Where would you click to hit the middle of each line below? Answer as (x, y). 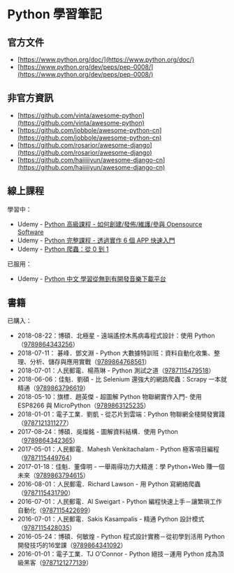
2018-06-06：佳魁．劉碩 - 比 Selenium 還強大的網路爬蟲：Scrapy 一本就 (122, 379)
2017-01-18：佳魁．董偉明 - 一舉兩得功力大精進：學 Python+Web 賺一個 (121, 467)
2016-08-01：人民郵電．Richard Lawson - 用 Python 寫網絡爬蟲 (109, 484)
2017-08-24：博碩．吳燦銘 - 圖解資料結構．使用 (87, 432)
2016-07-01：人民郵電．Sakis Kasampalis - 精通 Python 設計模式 (111, 519)
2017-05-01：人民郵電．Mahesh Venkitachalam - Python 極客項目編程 (118, 449)
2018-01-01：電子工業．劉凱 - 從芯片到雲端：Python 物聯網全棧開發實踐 (121, 414)
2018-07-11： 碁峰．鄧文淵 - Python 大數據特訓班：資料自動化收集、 (116, 353)
